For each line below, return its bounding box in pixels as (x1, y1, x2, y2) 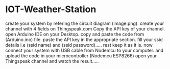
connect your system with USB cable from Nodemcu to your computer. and (5, 47, 164, 53)
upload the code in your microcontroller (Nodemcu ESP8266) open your (5, 52, 157, 59)
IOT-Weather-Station (5, 4, 96, 15)
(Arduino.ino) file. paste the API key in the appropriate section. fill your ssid (5, 37, 163, 43)
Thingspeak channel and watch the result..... (5, 58, 99, 64)
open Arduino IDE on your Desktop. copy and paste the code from (5, 31, 144, 37)
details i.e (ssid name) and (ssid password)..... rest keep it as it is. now (5, 42, 153, 48)
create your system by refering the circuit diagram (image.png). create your (5, 20, 164, 26)
